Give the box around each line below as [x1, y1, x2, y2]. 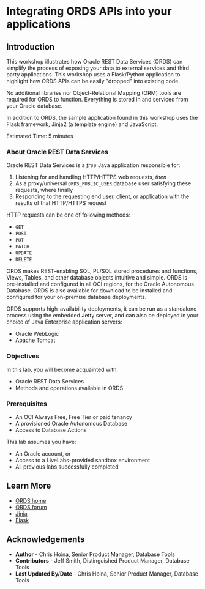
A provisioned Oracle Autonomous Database [15, 420, 128, 427]
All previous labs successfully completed [15, 463, 119, 470]
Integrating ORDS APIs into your [6, 4, 173, 18]
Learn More [6, 481, 51, 491]
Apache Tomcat [15, 336, 56, 344]
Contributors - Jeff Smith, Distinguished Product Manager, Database [15, 557, 190, 564]
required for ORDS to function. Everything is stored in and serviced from [6, 96, 188, 103]
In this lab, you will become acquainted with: [6, 366, 118, 373]
